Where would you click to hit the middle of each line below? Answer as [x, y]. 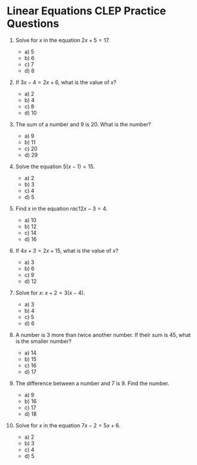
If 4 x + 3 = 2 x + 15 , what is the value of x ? [67, 250]
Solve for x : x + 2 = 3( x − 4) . [50, 293]
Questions [33, 24]
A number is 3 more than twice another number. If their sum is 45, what [103, 334]
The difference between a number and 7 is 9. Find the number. [92, 383]
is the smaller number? [44, 341]
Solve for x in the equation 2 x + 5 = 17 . [62, 40]
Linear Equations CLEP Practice [87, 11]
